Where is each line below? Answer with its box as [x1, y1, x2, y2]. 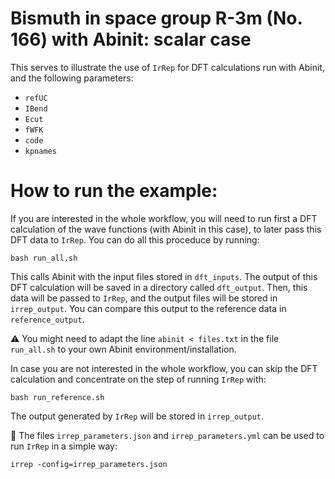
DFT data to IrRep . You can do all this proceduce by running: [10, 233, 260, 246]
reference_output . [10, 313, 85, 325]
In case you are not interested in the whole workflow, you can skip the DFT [10, 362, 318, 374]
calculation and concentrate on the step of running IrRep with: [10, 373, 267, 385]
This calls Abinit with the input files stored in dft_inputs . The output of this [10, 270, 318, 282]
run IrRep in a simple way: [10, 440, 118, 452]
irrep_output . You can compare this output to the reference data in [10, 302, 287, 314]
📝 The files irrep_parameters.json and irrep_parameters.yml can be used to [10, 429, 325, 441]
